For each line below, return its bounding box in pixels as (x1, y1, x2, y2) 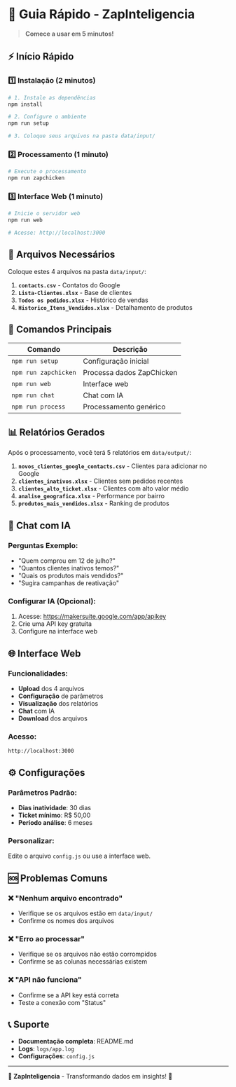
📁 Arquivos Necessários (8, 249, 116, 261)
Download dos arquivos (18, 714, 88, 723)
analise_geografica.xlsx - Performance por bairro (18, 492, 165, 500)
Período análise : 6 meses (18, 819, 93, 827)
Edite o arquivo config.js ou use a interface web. (8, 852, 151, 861)
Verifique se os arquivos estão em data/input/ (18, 909, 153, 917)
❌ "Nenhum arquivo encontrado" (8, 893, 123, 903)
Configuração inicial (83, 356, 149, 366)
